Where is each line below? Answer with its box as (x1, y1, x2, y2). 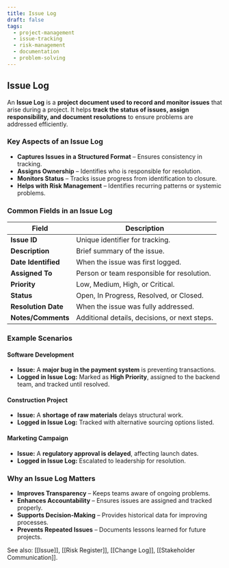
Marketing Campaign (7, 434, 68, 442)
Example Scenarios (7, 333, 73, 343)
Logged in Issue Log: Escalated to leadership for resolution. (16, 456, 187, 465)
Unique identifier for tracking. (76, 235, 171, 245)
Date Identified (10, 257, 60, 267)
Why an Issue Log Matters (7, 474, 96, 483)
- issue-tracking (13, 36, 63, 42)
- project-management (13, 29, 75, 36)
